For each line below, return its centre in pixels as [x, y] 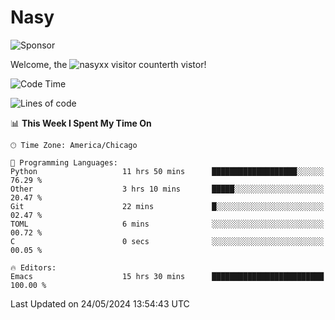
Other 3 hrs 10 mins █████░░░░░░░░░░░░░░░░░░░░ [167, 189]
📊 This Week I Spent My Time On [81, 123]
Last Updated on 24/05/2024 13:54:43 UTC [100, 303]
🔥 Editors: [33, 267]
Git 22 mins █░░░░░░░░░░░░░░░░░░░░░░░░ [167, 206]
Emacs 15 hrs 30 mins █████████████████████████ [167, 276]
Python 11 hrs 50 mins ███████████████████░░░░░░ [167, 171]
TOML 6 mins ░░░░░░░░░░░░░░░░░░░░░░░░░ [167, 224]
